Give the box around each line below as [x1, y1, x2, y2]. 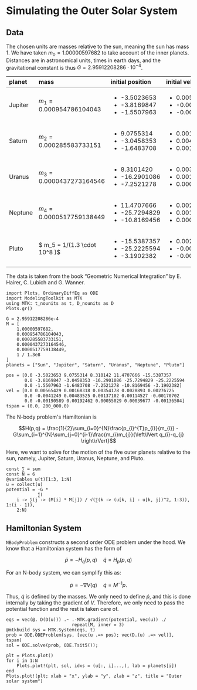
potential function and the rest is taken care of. [6, 605, 119, 612]
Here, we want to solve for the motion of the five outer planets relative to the [6, 448, 191, 456]
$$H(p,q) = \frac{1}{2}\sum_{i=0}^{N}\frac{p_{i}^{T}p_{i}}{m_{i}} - [18, 425, 179, 432]
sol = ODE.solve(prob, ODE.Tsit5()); [6, 642, 98, 648]
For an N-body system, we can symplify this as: [6, 569, 121, 576]
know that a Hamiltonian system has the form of [6, 545, 122, 552]
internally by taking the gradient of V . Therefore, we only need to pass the [6, 599, 185, 606]
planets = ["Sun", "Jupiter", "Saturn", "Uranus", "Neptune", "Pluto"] [6, 362, 185, 368]
